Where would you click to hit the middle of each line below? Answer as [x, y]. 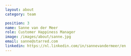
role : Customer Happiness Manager [40, 32]
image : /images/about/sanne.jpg [38, 37]
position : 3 [17, 23]
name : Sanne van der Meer [31, 28]
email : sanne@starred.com [31, 42]
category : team [21, 14]
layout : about [20, 10]
